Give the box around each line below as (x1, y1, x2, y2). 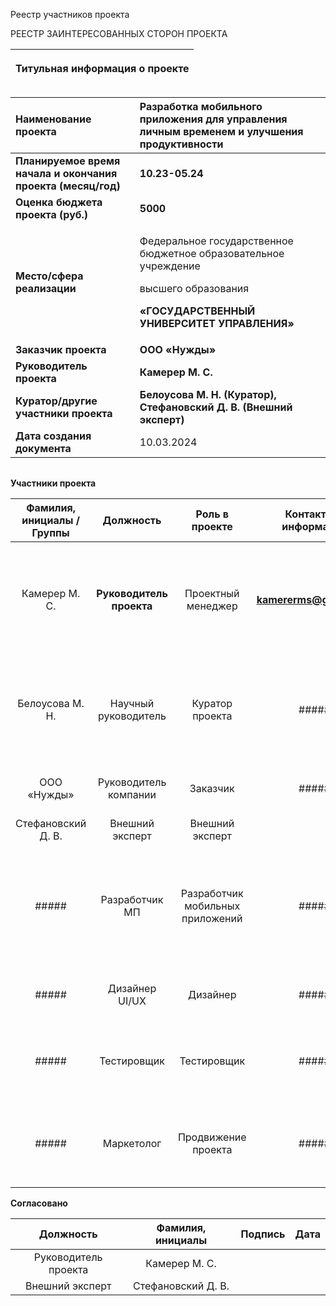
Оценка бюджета (15, 195, 103, 209)
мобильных (184, 899, 241, 913)
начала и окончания (15, 167, 118, 180)
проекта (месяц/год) (15, 179, 121, 193)
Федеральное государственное (139, 234, 294, 248)
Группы (31, 526, 70, 539)
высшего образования (139, 282, 250, 295)
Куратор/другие (15, 394, 98, 408)
